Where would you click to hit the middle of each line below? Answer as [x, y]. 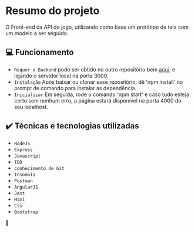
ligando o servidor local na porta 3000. [61, 76]
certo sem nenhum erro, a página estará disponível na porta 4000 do [97, 100]
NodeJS [22, 144]
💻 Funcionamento [40, 52]
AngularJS [26, 187]
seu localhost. [31, 107]
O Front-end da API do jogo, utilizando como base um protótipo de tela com [97, 27]
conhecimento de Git [39, 168]
